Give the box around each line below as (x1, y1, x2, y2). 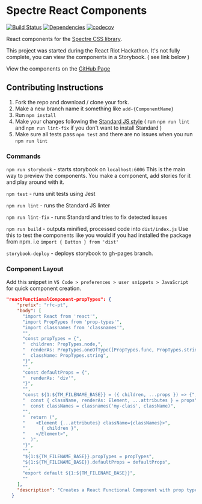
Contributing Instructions (6, 83, 104, 93)
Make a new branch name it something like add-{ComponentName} (14, 105, 174, 112)
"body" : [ (17, 308, 42, 314)
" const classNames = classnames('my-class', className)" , (22, 403, 176, 409)
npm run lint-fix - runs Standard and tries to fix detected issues (6, 213, 168, 221)
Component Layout (6, 265, 64, 273)
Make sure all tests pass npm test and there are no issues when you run (14, 130, 193, 137)
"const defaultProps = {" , (22, 369, 90, 376)
